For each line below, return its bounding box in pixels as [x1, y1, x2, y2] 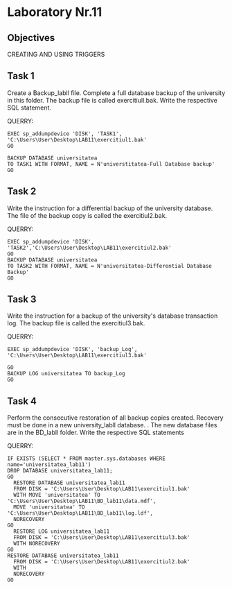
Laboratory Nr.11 [7, 4, 102, 20]
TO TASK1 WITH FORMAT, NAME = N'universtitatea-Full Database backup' [7, 160, 215, 167]
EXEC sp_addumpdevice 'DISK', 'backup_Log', [7, 346, 138, 353]
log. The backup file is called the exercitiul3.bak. [7, 319, 145, 327]
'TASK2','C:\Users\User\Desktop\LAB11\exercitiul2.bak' [7, 244, 172, 251]
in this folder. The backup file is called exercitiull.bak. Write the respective [7, 96, 218, 104]
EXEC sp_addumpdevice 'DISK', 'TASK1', [7, 130, 123, 137]
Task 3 [7, 293, 37, 305]
